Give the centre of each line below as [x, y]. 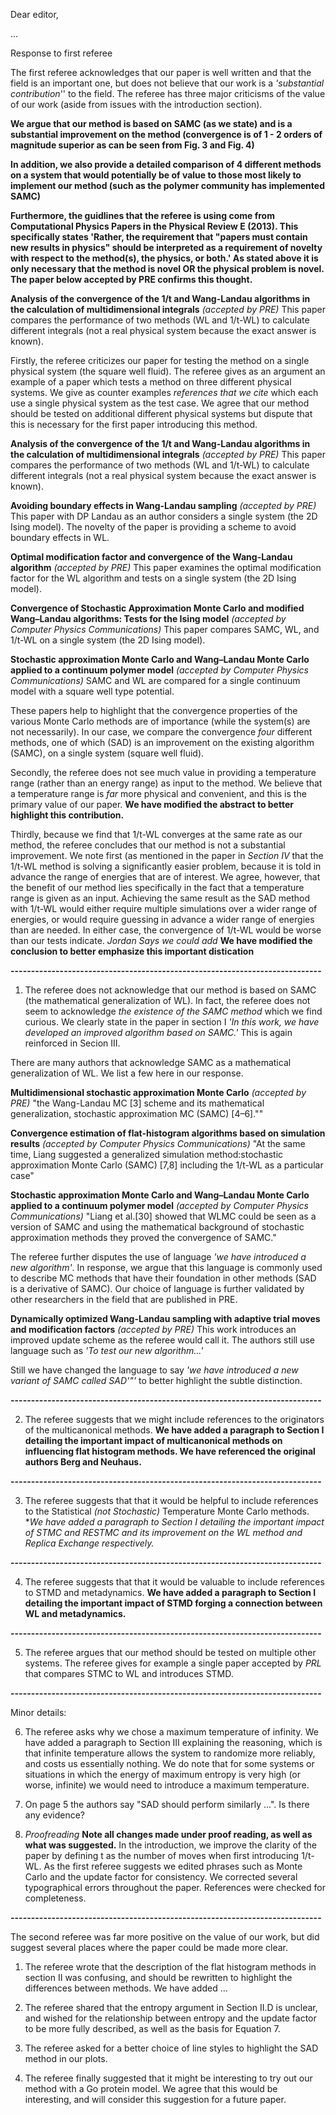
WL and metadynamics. [75, 1613]
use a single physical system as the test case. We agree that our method [160, 403]
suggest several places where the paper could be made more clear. [149, 1947]
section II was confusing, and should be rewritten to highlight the [158, 1977]
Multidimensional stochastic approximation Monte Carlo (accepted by [158, 1092]
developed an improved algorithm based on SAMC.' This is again [158, 1032]
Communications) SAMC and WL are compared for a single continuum [155, 680]
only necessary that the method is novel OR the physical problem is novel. [167, 268]
